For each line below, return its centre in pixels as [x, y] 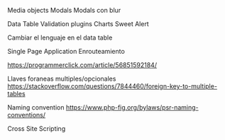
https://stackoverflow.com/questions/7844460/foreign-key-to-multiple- [112, 86]
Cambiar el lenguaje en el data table [60, 37]
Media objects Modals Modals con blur [64, 10]
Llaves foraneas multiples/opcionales [62, 78]
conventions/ [27, 115]
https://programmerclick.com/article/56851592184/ [82, 65]
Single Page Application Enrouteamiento [66, 51]
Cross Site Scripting [37, 129]
